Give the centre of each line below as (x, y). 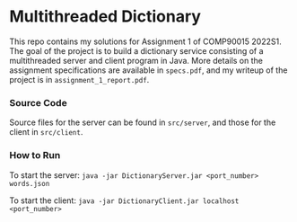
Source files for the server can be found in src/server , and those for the (143, 122)
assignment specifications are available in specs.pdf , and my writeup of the (148, 70)
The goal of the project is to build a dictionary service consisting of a (136, 50)
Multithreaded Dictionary (105, 17)
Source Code (38, 102)
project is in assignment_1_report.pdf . (79, 79)
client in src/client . (46, 132)
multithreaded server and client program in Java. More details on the (136, 60)
